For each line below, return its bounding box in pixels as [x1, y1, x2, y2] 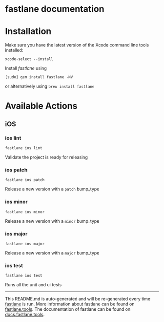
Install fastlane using [5, 65, 47, 71]
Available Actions [5, 100, 78, 112]
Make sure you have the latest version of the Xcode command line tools [5, 42, 149, 48]
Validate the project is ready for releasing [5, 154, 88, 160]
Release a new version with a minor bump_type [5, 218, 100, 224]
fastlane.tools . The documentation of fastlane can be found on [5, 306, 131, 312]
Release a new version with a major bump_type [5, 250, 100, 255]
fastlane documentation [5, 3, 104, 15]
